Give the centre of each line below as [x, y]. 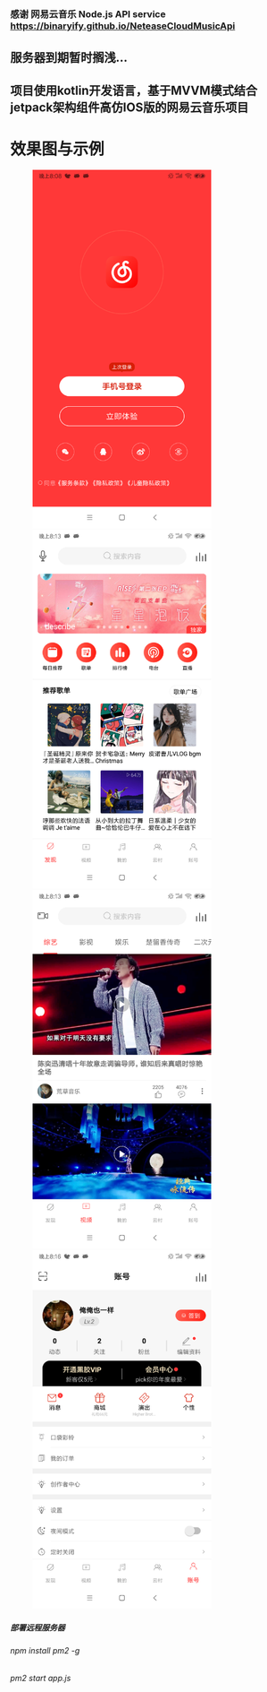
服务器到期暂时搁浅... [69, 57]
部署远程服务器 [38, 1627]
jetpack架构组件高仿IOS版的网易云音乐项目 [129, 107]
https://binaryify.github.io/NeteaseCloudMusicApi [123, 26]
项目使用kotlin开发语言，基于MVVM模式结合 [134, 90]
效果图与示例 [58, 149]
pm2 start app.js [41, 1679]
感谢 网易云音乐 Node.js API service [88, 14]
